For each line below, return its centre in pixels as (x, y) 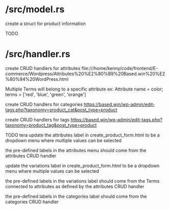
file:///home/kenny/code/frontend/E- (120, 68)
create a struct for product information (46, 24)
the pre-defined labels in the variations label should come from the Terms (82, 181)
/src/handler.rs (38, 54)
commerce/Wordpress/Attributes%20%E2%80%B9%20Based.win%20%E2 (85, 74)
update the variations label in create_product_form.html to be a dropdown (82, 166)
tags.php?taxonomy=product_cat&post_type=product (61, 110)
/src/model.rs (35, 9)
